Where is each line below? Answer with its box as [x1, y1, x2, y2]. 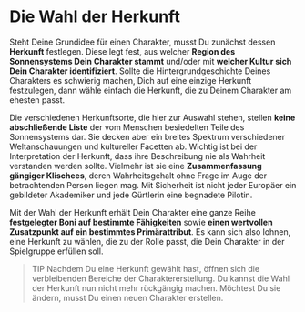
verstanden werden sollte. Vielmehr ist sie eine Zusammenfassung [9, 160, 262, 171]
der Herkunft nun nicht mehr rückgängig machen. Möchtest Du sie [31, 282, 281, 293]
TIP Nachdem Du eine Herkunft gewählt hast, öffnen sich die [31, 263, 260, 274]
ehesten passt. [9, 94, 66, 106]
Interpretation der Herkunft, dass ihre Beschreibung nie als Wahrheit [9, 150, 266, 161]
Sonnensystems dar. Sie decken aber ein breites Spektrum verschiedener [9, 131, 286, 142]
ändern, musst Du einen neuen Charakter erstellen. [31, 292, 224, 303]
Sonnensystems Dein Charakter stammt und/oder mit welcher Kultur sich [9, 55, 292, 66]
